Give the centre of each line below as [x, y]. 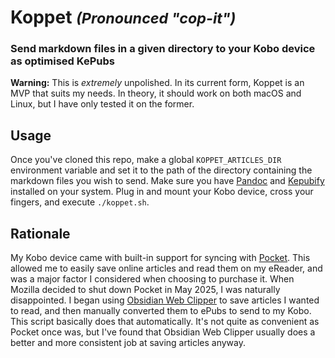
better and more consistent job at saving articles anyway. [128, 343]
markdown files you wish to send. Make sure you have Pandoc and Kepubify [167, 181]
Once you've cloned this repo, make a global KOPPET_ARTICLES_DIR [146, 160]
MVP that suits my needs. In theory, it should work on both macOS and [156, 93]
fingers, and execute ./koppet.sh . [80, 202]
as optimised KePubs [62, 61]
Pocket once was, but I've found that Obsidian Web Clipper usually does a [163, 332]
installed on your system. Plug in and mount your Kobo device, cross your [162, 192]
